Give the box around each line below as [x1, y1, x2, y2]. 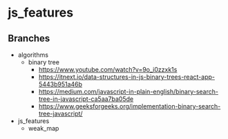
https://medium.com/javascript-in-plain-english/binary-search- [38, 88, 218, 95]
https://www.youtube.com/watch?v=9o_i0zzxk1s [38, 66, 178, 73]
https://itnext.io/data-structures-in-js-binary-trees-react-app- [38, 73, 215, 81]
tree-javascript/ [38, 109, 83, 118]
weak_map [28, 124, 59, 132]
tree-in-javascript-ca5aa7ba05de [38, 95, 134, 103]
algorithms [17, 50, 49, 59]
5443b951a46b [38, 80, 82, 88]
